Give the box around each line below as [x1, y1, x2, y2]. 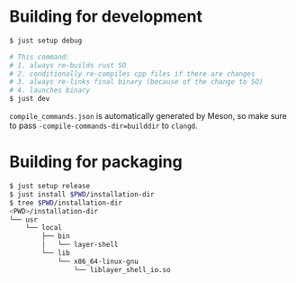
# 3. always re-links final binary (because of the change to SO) [9, 78, 264, 87]
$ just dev [9, 95, 50, 104]
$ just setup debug [9, 36, 83, 45]
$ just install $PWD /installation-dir [9, 189, 155, 199]
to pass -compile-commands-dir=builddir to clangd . [9, 120, 198, 132]
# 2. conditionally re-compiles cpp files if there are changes [9, 69, 256, 78]
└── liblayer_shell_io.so [73, 265, 171, 274]
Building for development [9, 6, 202, 27]
